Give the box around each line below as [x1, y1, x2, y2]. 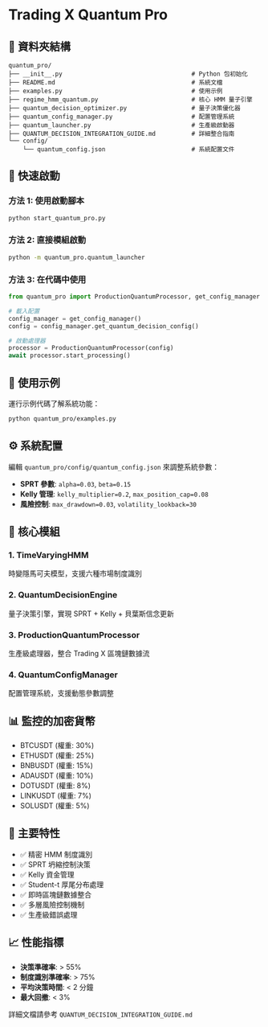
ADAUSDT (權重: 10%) [19, 770, 94, 781]
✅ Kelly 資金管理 [19, 869, 75, 879]
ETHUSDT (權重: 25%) [19, 750, 95, 761]
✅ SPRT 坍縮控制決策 [19, 859, 91, 869]
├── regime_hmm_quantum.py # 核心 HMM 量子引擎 [8, 96, 253, 104]
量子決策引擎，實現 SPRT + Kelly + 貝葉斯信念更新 [8, 609, 174, 618]
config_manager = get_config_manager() [8, 314, 142, 322]
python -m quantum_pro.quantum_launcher [8, 253, 146, 261]
